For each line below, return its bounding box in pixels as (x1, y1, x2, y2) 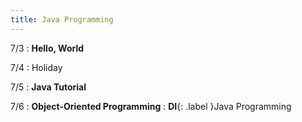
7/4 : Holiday (10, 61, 63, 73)
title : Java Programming (10, 14, 114, 25)
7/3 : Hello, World (10, 42, 85, 54)
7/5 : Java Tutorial (10, 81, 87, 93)
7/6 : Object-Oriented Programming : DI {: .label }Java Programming (10, 100, 292, 112)
